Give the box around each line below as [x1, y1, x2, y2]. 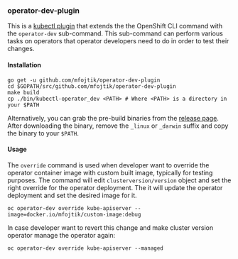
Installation [7, 60, 41, 69]
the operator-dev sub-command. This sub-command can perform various [7, 29, 224, 38]
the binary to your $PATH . [7, 128, 80, 137]
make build [7, 89, 40, 96]
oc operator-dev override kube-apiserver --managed [7, 244, 163, 252]
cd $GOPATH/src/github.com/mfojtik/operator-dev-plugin [7, 82, 176, 90]
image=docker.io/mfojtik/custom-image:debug [7, 211, 141, 218]
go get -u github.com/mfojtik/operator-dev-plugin [7, 77, 161, 84]
